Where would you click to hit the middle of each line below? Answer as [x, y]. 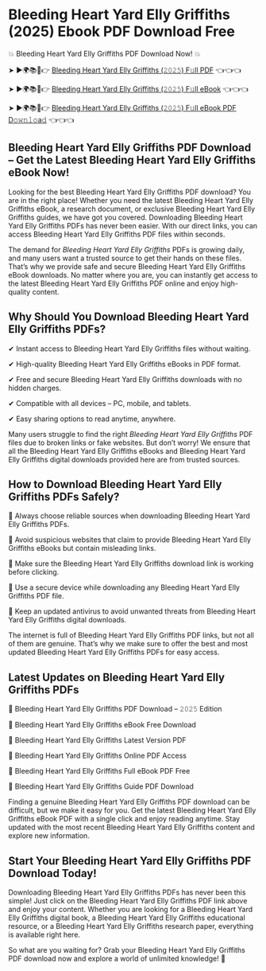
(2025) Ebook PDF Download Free [122, 31]
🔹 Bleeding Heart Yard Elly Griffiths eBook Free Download [102, 725]
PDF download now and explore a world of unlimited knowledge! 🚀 [117, 958]
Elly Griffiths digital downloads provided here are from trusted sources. [124, 459]
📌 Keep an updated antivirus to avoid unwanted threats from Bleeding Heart [132, 611]
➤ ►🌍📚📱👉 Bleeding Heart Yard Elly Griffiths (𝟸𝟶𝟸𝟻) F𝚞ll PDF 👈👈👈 [125, 70]
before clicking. [34, 572]
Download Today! [52, 873]
